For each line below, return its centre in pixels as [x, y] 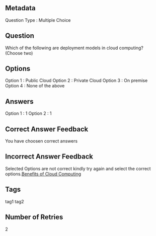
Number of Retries [34, 217]
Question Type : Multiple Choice [38, 20]
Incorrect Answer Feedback [49, 157]
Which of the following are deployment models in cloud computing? [74, 48]
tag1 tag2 [15, 201]
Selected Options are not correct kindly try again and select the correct [78, 168]
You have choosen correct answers [41, 141]
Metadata [20, 8]
